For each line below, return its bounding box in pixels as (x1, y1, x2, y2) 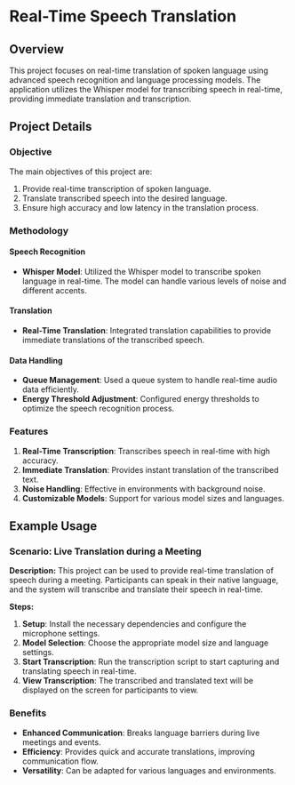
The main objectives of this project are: (9, 166, 153, 177)
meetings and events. (21, 736, 101, 748)
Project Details (9, 119, 92, 134)
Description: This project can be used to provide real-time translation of (9, 565, 274, 576)
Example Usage (9, 518, 98, 533)
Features (9, 425, 49, 437)
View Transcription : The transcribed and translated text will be (21, 676, 254, 686)
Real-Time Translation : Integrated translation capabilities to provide (21, 325, 272, 336)
